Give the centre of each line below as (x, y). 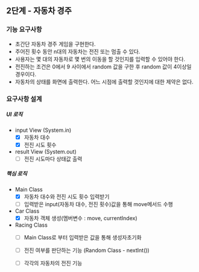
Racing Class (31, 225)
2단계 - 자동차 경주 (39, 11)
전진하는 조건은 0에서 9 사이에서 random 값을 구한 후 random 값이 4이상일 (103, 66)
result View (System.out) (46, 151)
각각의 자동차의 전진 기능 (53, 263)
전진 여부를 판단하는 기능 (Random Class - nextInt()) (87, 250)
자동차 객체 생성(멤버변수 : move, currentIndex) (81, 218)
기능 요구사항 (24, 30)
